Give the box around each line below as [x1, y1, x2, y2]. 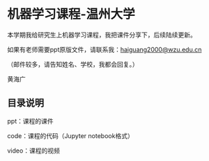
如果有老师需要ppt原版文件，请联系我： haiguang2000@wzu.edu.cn [7, 45, 202, 53]
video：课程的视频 [7, 146, 61, 155]
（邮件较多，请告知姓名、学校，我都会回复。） [7, 60, 139, 68]
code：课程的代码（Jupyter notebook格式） [7, 131, 134, 139]
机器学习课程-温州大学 [7, 6, 136, 22]
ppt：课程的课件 [7, 117, 54, 125]
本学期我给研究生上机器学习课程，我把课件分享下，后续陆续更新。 [7, 31, 196, 39]
